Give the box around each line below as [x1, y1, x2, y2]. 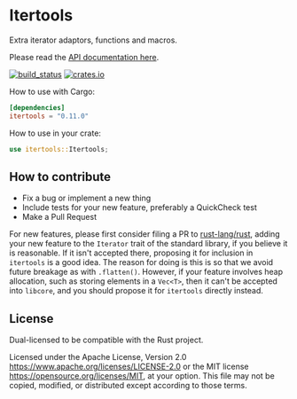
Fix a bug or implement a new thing [21, 192, 152, 204]
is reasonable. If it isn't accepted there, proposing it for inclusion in [9, 247, 254, 258]
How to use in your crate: [9, 128, 102, 138]
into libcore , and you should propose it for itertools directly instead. [9, 286, 264, 296]
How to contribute [9, 169, 112, 184]
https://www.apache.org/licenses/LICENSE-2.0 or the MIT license [9, 361, 249, 372]
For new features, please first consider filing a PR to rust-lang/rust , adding [9, 229, 281, 239]
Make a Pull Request [21, 212, 98, 223]
